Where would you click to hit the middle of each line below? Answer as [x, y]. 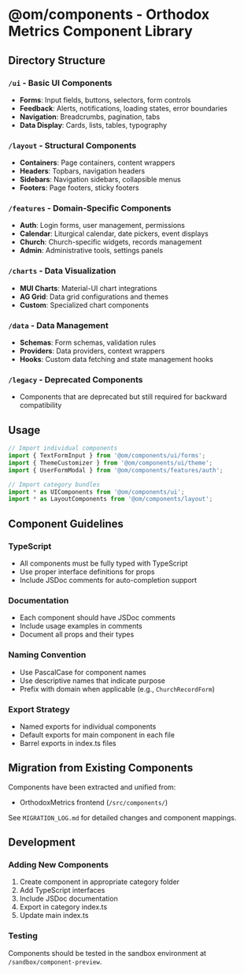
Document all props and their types [77, 634]
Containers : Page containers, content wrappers [97, 162]
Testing [23, 936]
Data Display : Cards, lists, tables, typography [93, 125]
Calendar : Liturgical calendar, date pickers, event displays [114, 233]
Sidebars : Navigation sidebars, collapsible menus [100, 180]
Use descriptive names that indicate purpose [92, 681]
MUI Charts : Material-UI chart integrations [88, 288]
